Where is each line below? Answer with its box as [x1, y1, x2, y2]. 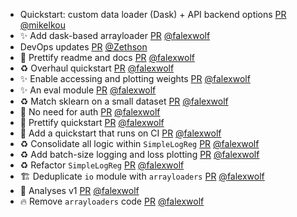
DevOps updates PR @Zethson [19, 41, 148, 53]
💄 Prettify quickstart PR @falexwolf [19, 117, 165, 128]
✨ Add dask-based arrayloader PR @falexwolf [19, 30, 211, 41]
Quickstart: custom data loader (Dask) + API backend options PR [19, 9, 287, 20]
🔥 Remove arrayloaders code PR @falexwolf [19, 195, 205, 207]
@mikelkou [19, 19, 66, 31]
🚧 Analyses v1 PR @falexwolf [19, 185, 140, 196]
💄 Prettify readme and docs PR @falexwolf [19, 52, 195, 63]
